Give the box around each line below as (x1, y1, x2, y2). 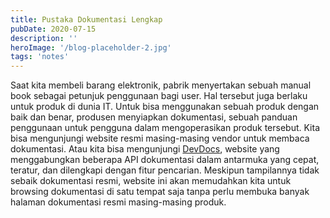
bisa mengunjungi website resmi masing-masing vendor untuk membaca (10, 132, 310, 145)
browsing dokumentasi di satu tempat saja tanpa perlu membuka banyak (10, 186, 310, 198)
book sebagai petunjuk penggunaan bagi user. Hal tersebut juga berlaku (10, 90, 308, 102)
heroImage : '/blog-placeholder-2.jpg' (10, 42, 172, 53)
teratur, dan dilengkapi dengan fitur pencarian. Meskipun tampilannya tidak (10, 164, 320, 176)
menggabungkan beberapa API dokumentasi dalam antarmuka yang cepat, (10, 154, 320, 166)
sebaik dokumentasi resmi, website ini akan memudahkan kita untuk (10, 175, 292, 187)
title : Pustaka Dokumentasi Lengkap (10, 14, 163, 25)
